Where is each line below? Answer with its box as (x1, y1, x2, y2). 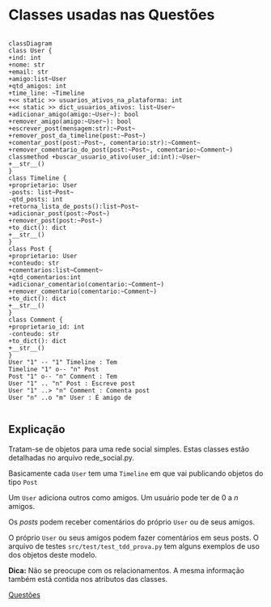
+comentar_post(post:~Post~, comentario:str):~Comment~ (8, 138, 201, 146)
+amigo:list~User (8, 74, 67, 83)
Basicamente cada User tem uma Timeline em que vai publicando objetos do (8, 468, 264, 478)
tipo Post (8, 477, 38, 486)
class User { (8, 46, 53, 54)
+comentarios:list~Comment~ (8, 265, 104, 274)
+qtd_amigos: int (8, 82, 67, 90)
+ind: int (8, 53, 42, 62)
